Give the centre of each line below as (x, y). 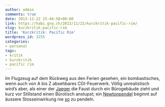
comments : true (21, 14)
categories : (17, 42)
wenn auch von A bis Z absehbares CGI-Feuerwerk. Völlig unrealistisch (77, 83)
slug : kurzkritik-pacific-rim (36, 28)
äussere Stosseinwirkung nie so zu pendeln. (50, 99)
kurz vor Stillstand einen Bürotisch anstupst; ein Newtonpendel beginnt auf (81, 94)
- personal (16, 46)
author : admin (20, 10)
